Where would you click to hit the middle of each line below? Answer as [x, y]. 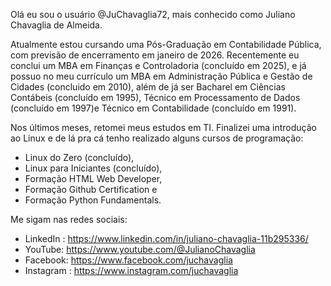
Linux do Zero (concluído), [79, 157]
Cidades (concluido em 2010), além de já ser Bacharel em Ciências [148, 87]
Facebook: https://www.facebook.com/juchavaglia [128, 260]
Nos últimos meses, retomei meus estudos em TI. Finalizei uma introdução [163, 127]
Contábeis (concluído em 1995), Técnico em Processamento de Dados [155, 97]
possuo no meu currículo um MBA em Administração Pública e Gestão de [161, 76]
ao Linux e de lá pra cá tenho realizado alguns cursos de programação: [157, 138]
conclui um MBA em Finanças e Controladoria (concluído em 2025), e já [158, 65]
